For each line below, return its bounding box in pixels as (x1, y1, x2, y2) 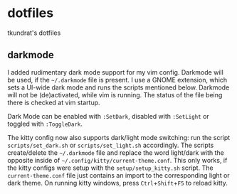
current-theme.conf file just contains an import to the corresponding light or (7, 171, 230, 179)
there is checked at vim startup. (7, 98, 101, 107)
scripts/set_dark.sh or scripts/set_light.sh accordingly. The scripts (7, 141, 214, 149)
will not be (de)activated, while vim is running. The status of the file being (7, 90, 223, 99)
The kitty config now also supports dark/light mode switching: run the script (7, 133, 231, 141)
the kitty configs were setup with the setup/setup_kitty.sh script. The (7, 163, 214, 172)
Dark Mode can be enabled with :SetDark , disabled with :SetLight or (7, 112, 210, 120)
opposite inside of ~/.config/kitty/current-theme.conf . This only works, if (7, 156, 228, 164)
